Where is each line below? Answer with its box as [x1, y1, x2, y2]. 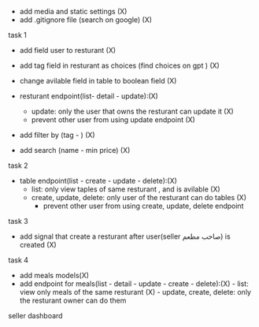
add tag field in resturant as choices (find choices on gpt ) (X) [19, 61, 220, 70]
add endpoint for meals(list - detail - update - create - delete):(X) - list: [19, 279, 250, 288]
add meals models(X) [19, 271, 89, 280]
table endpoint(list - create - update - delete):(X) [19, 177, 177, 185]
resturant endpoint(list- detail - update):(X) [19, 91, 159, 101]
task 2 [8, 161, 29, 170]
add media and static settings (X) [19, 7, 128, 16]
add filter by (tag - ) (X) [19, 130, 96, 139]
